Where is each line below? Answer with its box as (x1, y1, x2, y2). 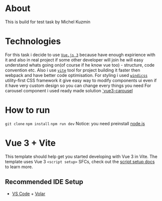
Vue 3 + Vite (5, 138, 56, 148)
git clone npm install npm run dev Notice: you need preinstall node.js (5, 120, 145, 126)
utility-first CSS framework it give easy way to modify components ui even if (5, 77, 157, 83)
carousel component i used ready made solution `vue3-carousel (5, 87, 133, 93)
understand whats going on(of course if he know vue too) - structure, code (5, 62, 155, 68)
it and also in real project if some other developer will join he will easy (5, 57, 144, 63)
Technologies (5, 36, 61, 47)
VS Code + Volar (12, 190, 45, 196)
